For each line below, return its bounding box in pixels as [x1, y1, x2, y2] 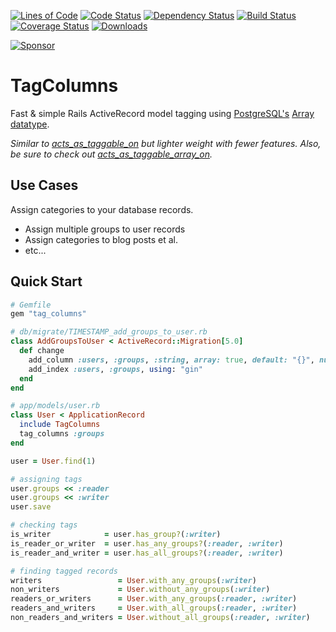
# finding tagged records [10, 566, 118, 576]
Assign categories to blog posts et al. [24, 233, 179, 245]
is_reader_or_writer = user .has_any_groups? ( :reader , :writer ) [10, 538, 284, 549]
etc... [24, 244, 47, 256]
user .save [10, 502, 52, 512]
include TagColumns [19, 420, 101, 430]
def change [19, 346, 65, 356]
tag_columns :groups [19, 429, 105, 439]
